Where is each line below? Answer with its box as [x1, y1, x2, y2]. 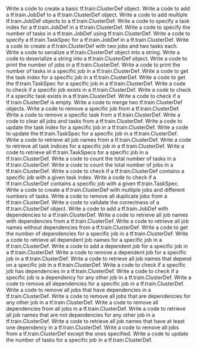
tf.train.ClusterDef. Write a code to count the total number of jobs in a [6, 161, 173, 168]
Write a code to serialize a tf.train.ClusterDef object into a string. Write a [6, 49, 181, 55]
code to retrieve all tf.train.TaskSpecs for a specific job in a [6, 149, 149, 155]
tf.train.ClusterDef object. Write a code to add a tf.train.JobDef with [6, 205, 169, 212]
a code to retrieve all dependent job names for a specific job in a [6, 237, 162, 243]
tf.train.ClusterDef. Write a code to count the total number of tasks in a [6, 155, 176, 162]
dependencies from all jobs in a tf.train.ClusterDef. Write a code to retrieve [6, 305, 186, 312]
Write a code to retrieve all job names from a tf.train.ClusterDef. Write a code [6, 137, 191, 143]
